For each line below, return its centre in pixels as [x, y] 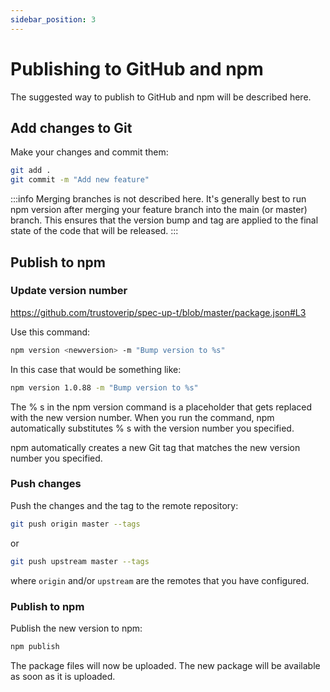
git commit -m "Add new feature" [80, 180]
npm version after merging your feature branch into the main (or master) [159, 210]
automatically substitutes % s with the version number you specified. [152, 428]
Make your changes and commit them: [89, 152]
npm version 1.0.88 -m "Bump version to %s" [104, 387]
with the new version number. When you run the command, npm [142, 417]
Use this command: [50, 332]
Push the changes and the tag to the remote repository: [124, 505]
